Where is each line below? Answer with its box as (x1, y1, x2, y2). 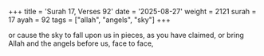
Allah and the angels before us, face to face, (8, 39, 154, 48)
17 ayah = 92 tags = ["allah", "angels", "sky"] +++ (8, 15, 171, 24)
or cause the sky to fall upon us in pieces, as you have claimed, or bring (8, 31, 245, 39)
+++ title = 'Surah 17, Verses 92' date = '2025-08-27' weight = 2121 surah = (8, 7, 257, 16)
